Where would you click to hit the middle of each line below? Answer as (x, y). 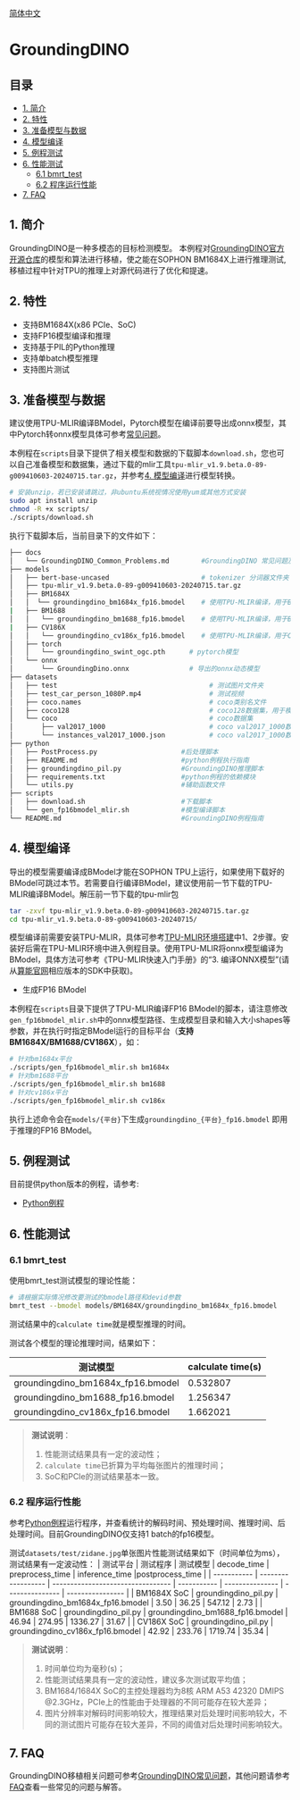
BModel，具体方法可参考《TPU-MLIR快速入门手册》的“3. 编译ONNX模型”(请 (150, 959)
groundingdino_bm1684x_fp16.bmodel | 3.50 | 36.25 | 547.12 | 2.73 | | (136, 1603)
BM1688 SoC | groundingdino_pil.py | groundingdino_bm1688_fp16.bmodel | (149, 1612)
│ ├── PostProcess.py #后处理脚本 (114, 752)
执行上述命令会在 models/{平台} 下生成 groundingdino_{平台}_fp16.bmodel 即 (145, 1118)
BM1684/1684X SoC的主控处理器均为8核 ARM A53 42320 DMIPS (164, 1691)
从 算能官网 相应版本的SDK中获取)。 (74, 971)
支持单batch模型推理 (60, 358)
